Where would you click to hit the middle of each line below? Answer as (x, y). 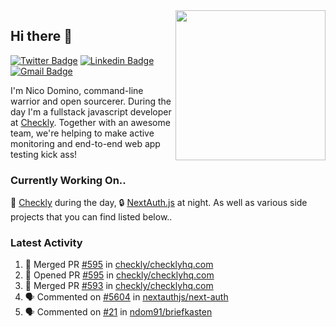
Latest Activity (46, 243)
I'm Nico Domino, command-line (77, 90)
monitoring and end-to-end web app (85, 143)
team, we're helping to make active (82, 133)
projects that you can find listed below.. (91, 217)
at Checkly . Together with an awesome (90, 122)
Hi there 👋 (41, 36)
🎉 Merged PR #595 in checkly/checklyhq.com (119, 265)
